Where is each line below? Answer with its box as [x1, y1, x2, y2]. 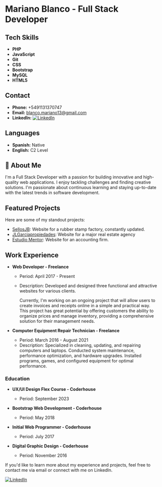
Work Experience [5, 251, 59, 259]
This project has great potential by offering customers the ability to [19, 308, 154, 314]
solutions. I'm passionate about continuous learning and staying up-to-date [5, 185, 157, 191]
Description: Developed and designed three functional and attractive [19, 283, 157, 289]
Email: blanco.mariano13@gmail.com [12, 109, 87, 115]
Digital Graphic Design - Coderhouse [12, 443, 89, 449]
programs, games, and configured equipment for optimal [19, 358, 134, 364]
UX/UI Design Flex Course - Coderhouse [12, 386, 96, 392]
